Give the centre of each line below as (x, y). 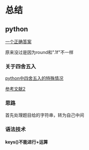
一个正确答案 (18, 41)
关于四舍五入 (21, 66)
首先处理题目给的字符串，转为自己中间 (44, 115)
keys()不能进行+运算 (27, 142)
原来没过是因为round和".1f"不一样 (39, 52)
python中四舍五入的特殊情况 (34, 78)
